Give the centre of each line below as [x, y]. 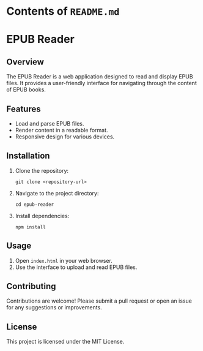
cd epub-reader [35, 204]
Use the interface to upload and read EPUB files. [76, 267]
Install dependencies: [42, 216]
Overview [25, 62]
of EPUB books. [26, 89]
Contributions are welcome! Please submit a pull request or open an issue [99, 301]
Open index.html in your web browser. [64, 260]
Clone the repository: [42, 170]
